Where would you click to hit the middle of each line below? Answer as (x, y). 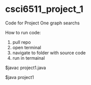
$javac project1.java (26, 68)
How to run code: (23, 32)
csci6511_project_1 (44, 9)
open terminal (27, 47)
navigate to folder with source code (49, 53)
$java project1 (19, 77)
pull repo (21, 42)
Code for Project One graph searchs (42, 23)
